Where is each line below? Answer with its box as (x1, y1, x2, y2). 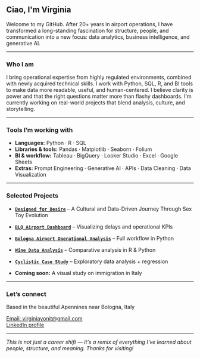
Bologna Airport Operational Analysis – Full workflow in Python (14, 234, 174, 242)
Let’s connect (6, 289, 46, 298)
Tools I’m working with (6, 126, 73, 134)
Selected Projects (6, 192, 58, 200)
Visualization (14, 171, 46, 178)
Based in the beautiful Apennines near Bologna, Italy (6, 304, 135, 310)
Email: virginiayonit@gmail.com (6, 315, 83, 322)
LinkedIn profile (6, 322, 45, 328)
